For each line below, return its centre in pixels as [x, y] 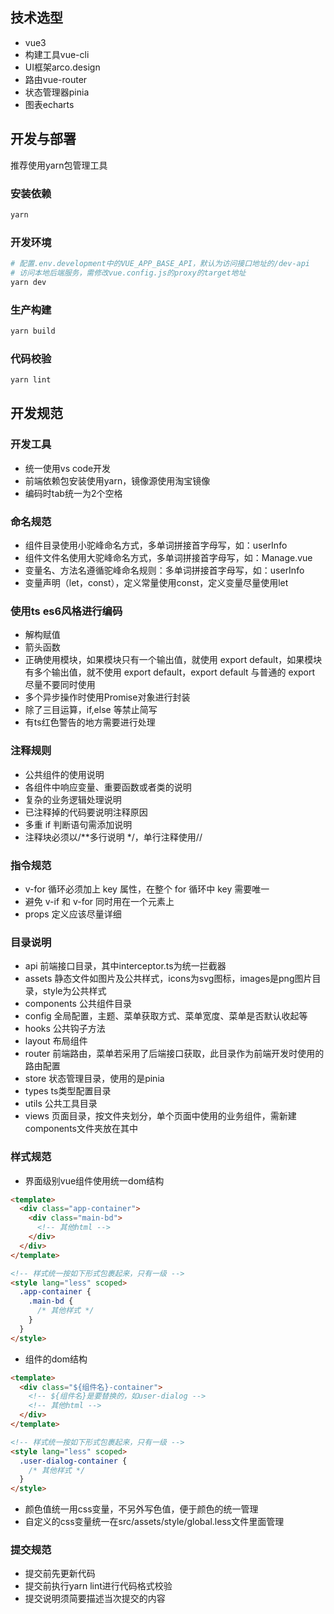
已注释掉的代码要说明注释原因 [86, 812]
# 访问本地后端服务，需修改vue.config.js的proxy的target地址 [128, 273]
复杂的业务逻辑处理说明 [73, 799]
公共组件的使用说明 [64, 774]
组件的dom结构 [56, 1359]
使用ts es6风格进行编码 [66, 611]
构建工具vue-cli [57, 54]
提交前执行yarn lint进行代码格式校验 [98, 1586]
